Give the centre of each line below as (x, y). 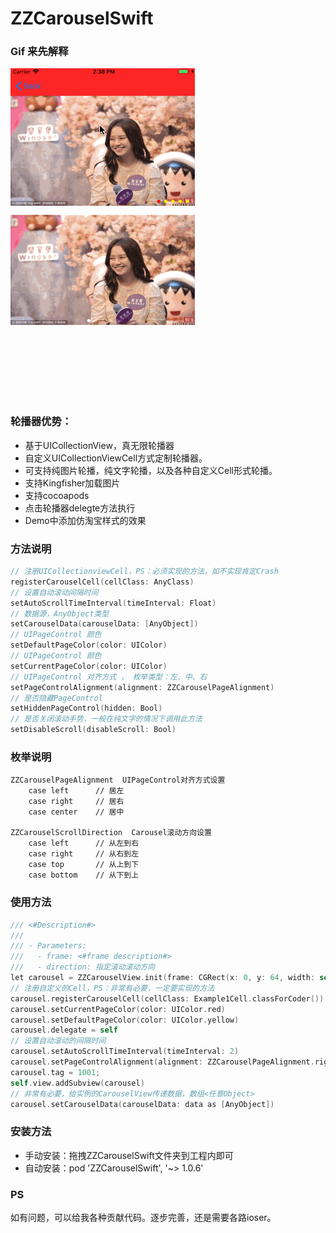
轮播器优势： (41, 422)
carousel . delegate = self (64, 1030)
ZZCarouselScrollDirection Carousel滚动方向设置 (111, 833)
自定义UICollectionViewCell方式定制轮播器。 (116, 458)
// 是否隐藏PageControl (56, 698)
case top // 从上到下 (84, 865)
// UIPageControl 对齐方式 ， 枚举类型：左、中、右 (109, 677)
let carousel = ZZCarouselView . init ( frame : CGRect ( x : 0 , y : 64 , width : (163, 978)
